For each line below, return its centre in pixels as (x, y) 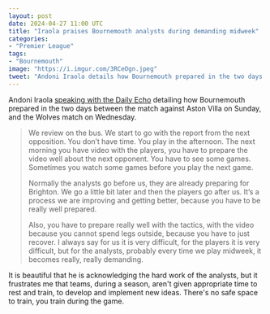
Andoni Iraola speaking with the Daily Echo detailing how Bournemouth (127, 99)
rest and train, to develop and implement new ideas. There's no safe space (133, 292)
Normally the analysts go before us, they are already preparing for (139, 183)
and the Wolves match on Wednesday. (73, 117)
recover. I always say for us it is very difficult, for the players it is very (144, 242)
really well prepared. (62, 209)
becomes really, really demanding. (86, 259)
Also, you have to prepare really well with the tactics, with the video (141, 225)
